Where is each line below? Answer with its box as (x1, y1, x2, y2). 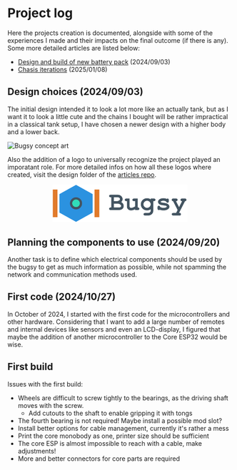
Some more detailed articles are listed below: (7, 44, 141, 52)
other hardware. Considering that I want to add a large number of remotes (7, 317, 225, 326)
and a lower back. (7, 127, 60, 136)
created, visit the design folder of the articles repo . (7, 170, 157, 179)
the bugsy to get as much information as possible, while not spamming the (7, 262, 227, 272)
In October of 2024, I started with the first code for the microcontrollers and (7, 310, 231, 318)
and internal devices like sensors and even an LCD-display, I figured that (7, 325, 221, 333)
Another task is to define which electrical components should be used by (7, 255, 223, 264)
